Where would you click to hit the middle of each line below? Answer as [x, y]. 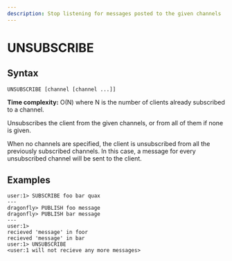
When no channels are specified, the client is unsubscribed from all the [109, 143]
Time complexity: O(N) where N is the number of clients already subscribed [116, 102]
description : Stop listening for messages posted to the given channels [114, 13]
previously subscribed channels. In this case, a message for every [101, 151]
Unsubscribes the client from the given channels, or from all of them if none [115, 123]
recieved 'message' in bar [46, 238]
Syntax [23, 73]
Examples [29, 180]
